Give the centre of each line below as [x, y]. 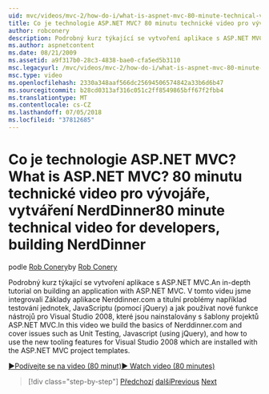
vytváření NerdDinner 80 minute [117, 211]
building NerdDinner [77, 245]
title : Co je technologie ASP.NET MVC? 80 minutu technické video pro [128, 23]
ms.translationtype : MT [48, 98]
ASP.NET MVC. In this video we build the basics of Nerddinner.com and [125, 324]
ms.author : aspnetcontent [51, 46]
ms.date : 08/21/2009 [43, 53]
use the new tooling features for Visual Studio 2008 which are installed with [133, 342]
